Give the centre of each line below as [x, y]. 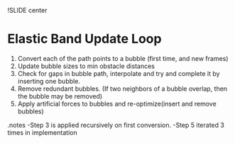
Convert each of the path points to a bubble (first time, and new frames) [123, 58]
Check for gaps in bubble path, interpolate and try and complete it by [119, 73]
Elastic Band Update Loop [84, 39]
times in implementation [42, 132]
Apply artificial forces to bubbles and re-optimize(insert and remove [117, 104]
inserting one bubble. [49, 81]
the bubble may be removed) [60, 96]
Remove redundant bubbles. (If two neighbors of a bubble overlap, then [122, 89]
